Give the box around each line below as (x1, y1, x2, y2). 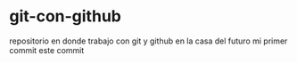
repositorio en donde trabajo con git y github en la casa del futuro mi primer (9, 35, 288, 46)
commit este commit (9, 44, 85, 55)
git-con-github (9, 6, 122, 27)
